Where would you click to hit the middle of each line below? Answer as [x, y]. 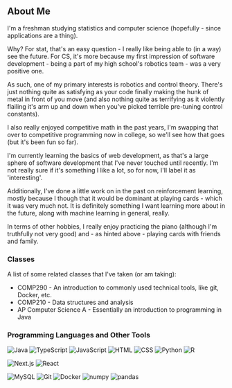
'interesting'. [25, 177]
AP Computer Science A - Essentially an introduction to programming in [119, 310]
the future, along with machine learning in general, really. [88, 213]
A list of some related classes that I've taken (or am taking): [92, 274]
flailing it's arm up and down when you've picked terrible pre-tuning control [115, 106]
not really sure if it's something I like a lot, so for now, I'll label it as [101, 170]
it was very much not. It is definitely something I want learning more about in [116, 205]
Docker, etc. [34, 295]
